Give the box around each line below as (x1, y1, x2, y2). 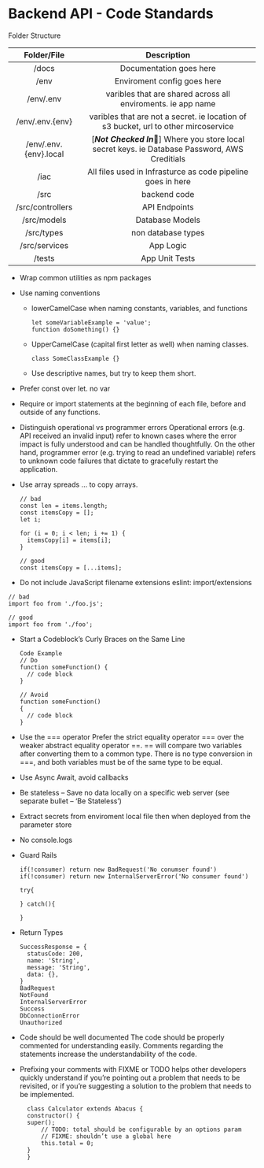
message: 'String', (27, 963, 90, 971)
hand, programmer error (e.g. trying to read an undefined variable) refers (19, 447, 256, 457)
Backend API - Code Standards (8, 5, 214, 23)
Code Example (19, 649, 63, 658)
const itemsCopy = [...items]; (19, 564, 123, 572)
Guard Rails (19, 850, 57, 859)
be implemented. (19, 1089, 75, 1099)
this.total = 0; (40, 1139, 94, 1147)
